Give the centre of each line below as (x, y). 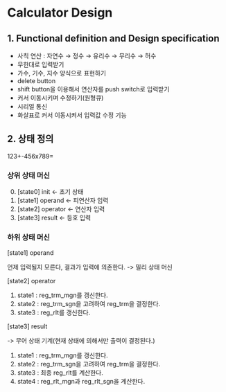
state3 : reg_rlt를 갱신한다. (54, 312)
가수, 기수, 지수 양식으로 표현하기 (61, 73)
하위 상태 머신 (29, 238)
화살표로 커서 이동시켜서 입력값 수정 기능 (72, 115)
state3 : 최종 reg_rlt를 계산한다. (60, 373)
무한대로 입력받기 (41, 64)
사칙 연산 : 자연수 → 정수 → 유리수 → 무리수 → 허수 (87, 56)
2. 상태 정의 (31, 139)
